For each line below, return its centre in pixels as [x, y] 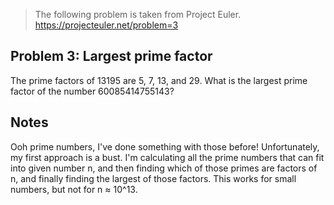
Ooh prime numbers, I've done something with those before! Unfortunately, [165, 146]
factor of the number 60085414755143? [92, 91]
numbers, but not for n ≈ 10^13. [74, 189]
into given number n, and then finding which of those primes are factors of [164, 168]
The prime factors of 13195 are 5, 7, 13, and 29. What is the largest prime [159, 80]
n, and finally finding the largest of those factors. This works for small [153, 178]
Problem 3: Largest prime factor [111, 56]
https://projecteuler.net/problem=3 [106, 25]
